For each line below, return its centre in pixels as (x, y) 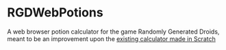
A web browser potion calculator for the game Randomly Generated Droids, (113, 32)
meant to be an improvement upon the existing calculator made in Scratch (111, 38)
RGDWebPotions (55, 13)
